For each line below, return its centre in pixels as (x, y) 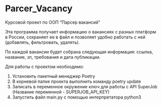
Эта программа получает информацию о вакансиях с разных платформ (81, 32)
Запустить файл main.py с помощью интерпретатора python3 (77, 97)
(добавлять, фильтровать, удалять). (42, 42)
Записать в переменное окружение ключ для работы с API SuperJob (85, 86)
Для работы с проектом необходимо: (45, 67)
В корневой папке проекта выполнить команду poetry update (77, 81)
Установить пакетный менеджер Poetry (54, 76)
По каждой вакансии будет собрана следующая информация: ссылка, (79, 52)
